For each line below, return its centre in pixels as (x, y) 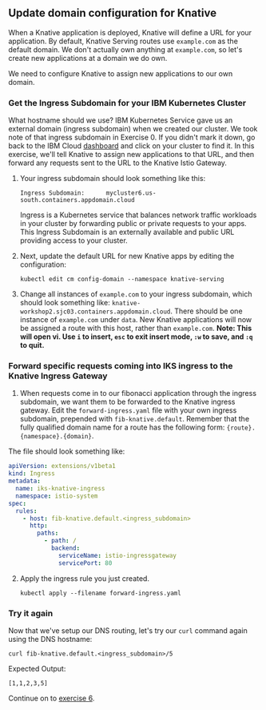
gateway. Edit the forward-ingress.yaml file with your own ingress (128, 410)
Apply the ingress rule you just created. (85, 578)
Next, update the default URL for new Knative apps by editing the (127, 256)
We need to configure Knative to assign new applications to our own (121, 73)
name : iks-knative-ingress (60, 489)
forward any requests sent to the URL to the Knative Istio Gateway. (118, 163)
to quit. (32, 345)
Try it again (31, 613)
